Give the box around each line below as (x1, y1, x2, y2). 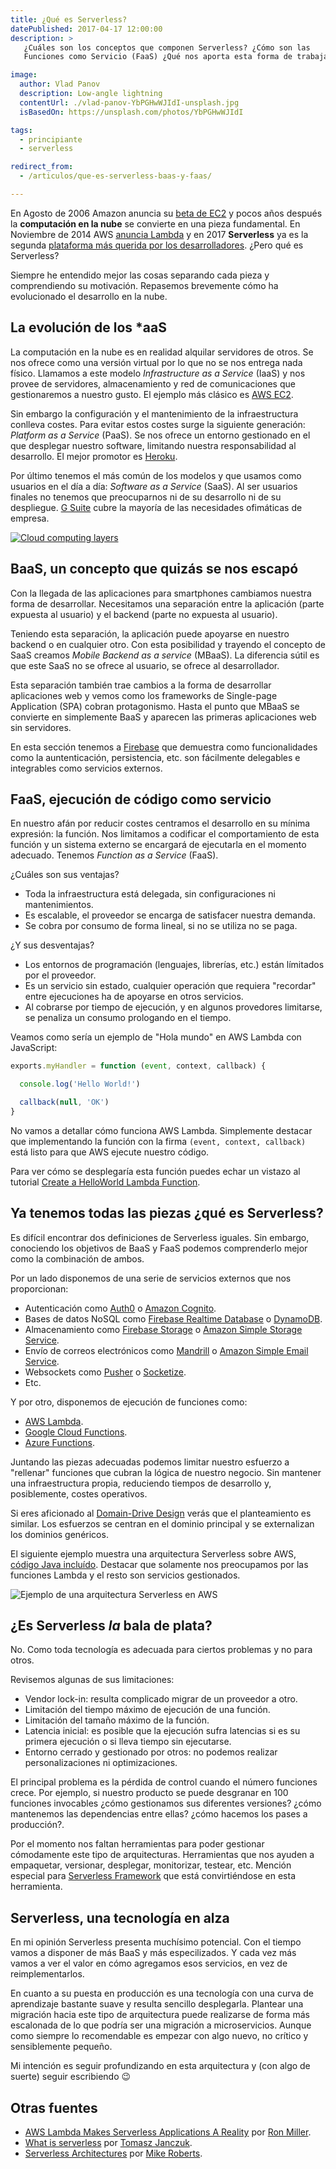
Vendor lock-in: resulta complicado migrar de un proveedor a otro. (24, 1693, 298, 1705)
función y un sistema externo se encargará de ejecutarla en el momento (10, 839, 307, 851)
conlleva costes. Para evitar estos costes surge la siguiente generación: (10, 418, 306, 430)
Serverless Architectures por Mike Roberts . (24, 2147, 203, 2160)
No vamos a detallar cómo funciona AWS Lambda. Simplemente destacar (10, 1124, 313, 1136)
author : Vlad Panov (19, 79, 101, 90)
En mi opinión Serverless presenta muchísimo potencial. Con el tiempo (10, 1936, 302, 1948)
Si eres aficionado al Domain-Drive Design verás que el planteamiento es (10, 1507, 312, 1519)
